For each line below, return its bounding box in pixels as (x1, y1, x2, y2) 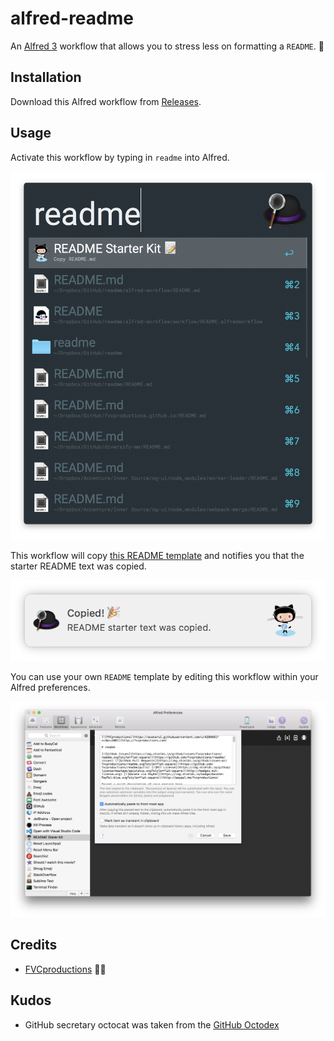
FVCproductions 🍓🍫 (24, 963, 107, 975)
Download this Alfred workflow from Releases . (10, 95, 202, 107)
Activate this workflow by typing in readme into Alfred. (10, 151, 230, 163)
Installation (10, 69, 82, 86)
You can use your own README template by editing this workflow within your (10, 671, 319, 683)
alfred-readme (10, 7, 134, 30)
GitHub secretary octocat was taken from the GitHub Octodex (24, 1018, 280, 1031)
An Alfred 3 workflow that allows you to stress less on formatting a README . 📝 (10, 40, 325, 52)
